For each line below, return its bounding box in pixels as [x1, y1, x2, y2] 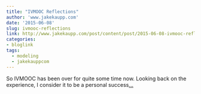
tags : [6, 48, 20, 54]
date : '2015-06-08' [6, 20, 55, 26]
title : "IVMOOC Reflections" [6, 8, 79, 15]
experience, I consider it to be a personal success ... [6, 81, 133, 88]
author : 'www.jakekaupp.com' [6, 14, 79, 20]
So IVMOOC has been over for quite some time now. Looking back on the [6, 75, 187, 82]
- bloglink [6, 42, 33, 48]
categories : [6, 36, 36, 42]
